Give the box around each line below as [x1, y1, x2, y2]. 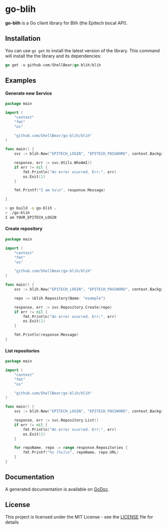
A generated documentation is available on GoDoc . [5, 486, 109, 492]
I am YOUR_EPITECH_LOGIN [5, 215, 57, 220]
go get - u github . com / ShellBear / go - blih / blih [5, 62, 101, 68]
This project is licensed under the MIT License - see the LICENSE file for [5, 514, 153, 520]
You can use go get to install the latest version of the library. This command [5, 47, 160, 53]
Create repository [5, 225, 43, 232]
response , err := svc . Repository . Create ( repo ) [14, 305, 112, 310]
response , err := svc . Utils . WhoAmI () [14, 160, 92, 165]
